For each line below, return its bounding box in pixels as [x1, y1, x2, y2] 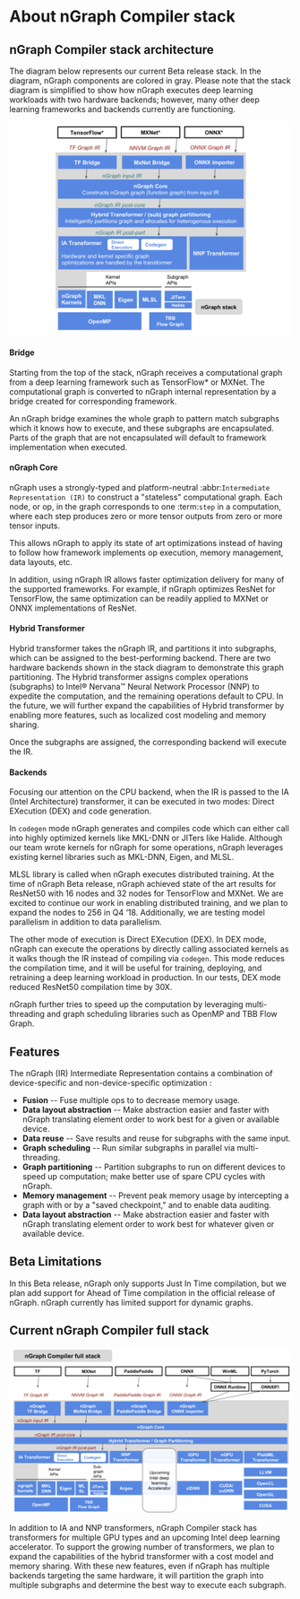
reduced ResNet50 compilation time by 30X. [9, 982, 173, 993]
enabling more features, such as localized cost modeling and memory [9, 710, 267, 721]
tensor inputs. [9, 520, 61, 531]
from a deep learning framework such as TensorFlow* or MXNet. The [9, 377, 266, 387]
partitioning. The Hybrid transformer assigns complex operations [9, 672, 249, 682]
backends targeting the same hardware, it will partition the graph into [9, 1570, 264, 1581]
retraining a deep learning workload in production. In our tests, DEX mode [9, 972, 281, 983]
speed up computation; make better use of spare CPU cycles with [21, 1171, 266, 1182]
